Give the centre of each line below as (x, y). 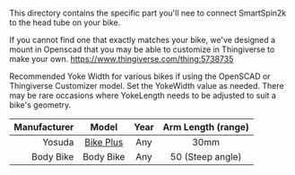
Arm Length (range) (206, 127)
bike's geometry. (40, 105)
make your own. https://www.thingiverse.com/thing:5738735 (121, 59)
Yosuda (58, 142)
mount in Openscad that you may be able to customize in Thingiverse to (142, 49)
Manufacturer (44, 127)
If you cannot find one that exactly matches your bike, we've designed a (143, 40)
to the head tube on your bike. (65, 22)
